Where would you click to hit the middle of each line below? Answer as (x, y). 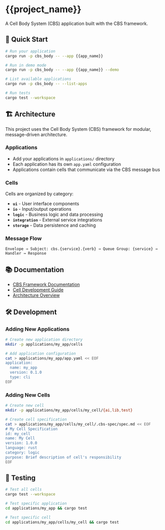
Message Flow (24, 239)
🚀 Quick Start (27, 39)
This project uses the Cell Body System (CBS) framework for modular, (78, 129)
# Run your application (30, 51)
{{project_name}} (43, 9)
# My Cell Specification (31, 429)
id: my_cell (18, 434)
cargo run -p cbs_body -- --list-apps (46, 84)
